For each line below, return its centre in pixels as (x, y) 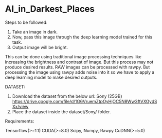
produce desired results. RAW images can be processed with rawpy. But (77, 67)
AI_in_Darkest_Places (50, 9)
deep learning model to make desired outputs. (51, 77)
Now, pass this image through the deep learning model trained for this (82, 37)
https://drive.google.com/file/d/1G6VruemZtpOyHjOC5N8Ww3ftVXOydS (84, 101)
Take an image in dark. (35, 32)
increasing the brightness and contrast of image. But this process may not (79, 62)
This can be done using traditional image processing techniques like (73, 56)
